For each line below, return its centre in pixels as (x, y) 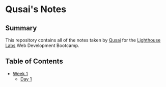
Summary (21, 28)
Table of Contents (34, 61)
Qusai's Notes (36, 9)
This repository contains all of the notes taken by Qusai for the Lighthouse (83, 40)
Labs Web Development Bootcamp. (43, 46)
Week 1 (20, 73)
